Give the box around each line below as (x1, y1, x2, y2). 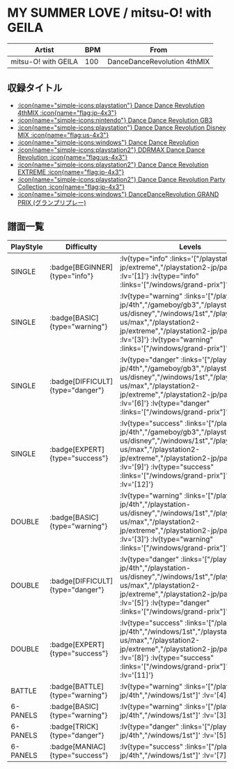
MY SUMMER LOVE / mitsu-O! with (7, 5, 212, 21)
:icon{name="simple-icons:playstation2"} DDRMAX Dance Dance (17, 145, 205, 154)
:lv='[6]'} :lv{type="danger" (119, 398, 210, 408)
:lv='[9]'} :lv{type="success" (119, 462, 214, 471)
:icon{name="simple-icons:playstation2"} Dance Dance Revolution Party (17, 175, 226, 183)
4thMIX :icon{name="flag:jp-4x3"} (17, 108, 117, 116)
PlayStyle (10, 242, 43, 252)
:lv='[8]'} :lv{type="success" (119, 653, 214, 662)
